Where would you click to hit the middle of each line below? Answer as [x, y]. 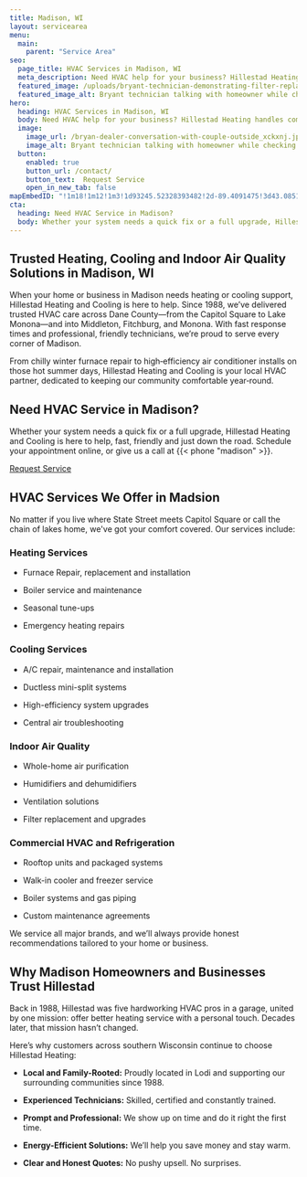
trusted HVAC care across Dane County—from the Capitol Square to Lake [148, 314]
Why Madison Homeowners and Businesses [138, 972]
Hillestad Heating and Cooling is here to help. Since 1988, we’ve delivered [148, 305]
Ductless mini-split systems [74, 687]
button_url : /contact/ [69, 171]
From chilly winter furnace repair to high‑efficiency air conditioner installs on [153, 361]
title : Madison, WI [47, 18]
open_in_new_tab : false [71, 188]
